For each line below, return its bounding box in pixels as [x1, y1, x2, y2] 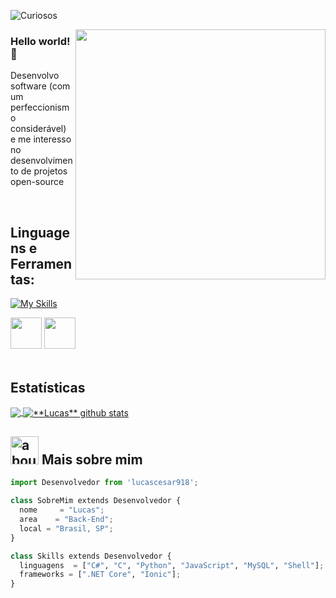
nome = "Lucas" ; [19, 505, 105, 515]
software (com [10, 80, 71, 92]
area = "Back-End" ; [19, 515, 114, 525]
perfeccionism [10, 101, 70, 114]
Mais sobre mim [41, 451, 143, 468]
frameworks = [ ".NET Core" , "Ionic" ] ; [19, 570, 182, 580]
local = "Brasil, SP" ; [19, 523, 114, 534]
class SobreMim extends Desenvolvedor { [10, 496, 182, 506]
